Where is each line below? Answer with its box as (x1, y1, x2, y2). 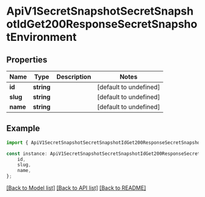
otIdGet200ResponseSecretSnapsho (6, 17, 198, 31)
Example (6, 123, 40, 134)
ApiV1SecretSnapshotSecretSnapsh (6, 4, 194, 18)
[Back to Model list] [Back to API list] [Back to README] (6, 184, 146, 192)
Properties (6, 54, 48, 65)
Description (56, 73, 92, 81)
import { (6, 139, 29, 146)
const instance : (6, 151, 48, 157)
